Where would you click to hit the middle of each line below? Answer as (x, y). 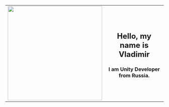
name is (134, 45)
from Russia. (134, 75)
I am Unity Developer (134, 69)
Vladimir (134, 55)
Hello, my (134, 36)
